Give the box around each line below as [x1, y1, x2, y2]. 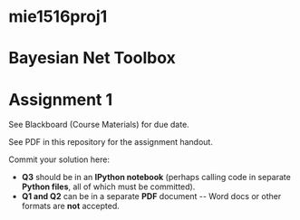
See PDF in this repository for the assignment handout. [8, 137, 214, 148]
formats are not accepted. [21, 201, 120, 212]
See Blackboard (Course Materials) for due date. [8, 120, 189, 130]
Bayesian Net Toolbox [8, 48, 176, 69]
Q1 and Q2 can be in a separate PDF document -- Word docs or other [21, 191, 282, 202]
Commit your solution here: [8, 154, 111, 165]
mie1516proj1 [8, 6, 108, 27]
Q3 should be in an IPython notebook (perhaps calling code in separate [21, 172, 291, 183]
